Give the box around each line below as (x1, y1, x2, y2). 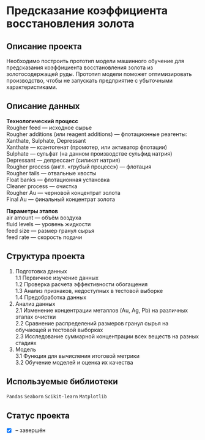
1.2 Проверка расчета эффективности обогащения (15, 280, 148, 288)
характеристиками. (6, 83, 58, 91)
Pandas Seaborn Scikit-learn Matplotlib (6, 393, 107, 400)
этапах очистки (15, 313, 56, 321)
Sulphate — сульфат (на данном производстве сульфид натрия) (6, 150, 173, 157)
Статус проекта (6, 410, 70, 420)
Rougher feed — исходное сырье (6, 124, 92, 131)
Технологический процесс (6, 117, 78, 124)
